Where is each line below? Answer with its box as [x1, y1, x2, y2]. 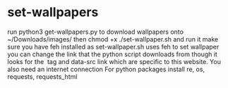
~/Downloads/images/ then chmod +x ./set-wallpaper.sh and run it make [7, 34, 219, 43]
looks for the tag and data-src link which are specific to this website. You [7, 57, 221, 65]
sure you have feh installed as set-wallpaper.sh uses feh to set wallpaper [7, 42, 220, 51]
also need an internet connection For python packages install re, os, [7, 65, 205, 73]
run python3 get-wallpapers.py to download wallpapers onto [7, 27, 184, 36]
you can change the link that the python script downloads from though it [7, 50, 217, 58]
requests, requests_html [7, 72, 78, 81]
